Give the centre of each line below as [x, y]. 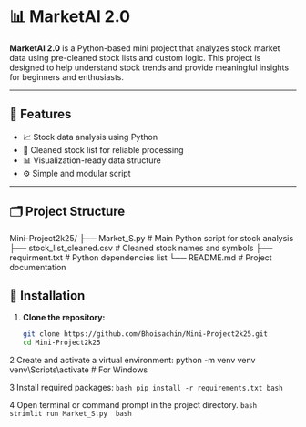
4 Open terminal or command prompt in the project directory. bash [133, 405]
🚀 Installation [47, 295]
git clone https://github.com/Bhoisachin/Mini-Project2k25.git [145, 334]
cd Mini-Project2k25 [61, 343]
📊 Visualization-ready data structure [92, 160]
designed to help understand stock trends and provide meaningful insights [149, 67]
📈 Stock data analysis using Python [90, 137]
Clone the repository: [64, 318]
